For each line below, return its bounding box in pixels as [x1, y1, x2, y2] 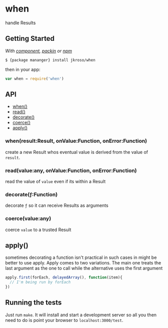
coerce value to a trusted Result [5, 227, 71, 233]
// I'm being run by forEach [10, 280, 71, 285]
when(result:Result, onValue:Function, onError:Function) [5, 137, 147, 144]
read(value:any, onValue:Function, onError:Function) [5, 167, 137, 174]
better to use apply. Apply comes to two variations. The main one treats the [5, 260, 161, 266]
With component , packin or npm [5, 47, 72, 53]
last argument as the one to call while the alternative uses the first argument [5, 265, 163, 271]
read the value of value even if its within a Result [5, 179, 106, 185]
